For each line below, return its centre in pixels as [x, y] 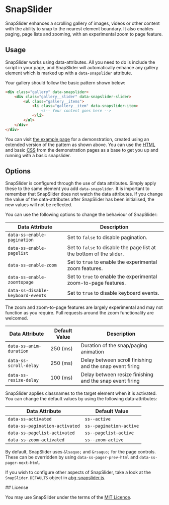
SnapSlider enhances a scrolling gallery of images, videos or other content [82, 23]
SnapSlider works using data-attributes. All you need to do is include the [80, 62]
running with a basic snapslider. [38, 155]
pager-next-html [22, 463]
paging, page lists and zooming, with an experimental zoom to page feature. [84, 34]
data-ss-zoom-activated [36, 440]
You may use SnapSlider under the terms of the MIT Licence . [68, 497]
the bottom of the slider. [96, 254]
